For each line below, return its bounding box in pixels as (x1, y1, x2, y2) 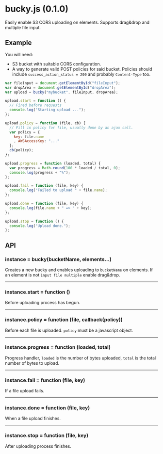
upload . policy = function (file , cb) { (5, 120, 86, 126)
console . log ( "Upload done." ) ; (9, 223, 70, 228)
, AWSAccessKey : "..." (14, 139, 60, 144)
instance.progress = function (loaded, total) (5, 344, 111, 351)
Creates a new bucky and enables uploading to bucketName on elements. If (5, 267, 153, 273)
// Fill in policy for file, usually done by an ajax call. (9, 125, 133, 130)
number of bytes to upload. (5, 360, 60, 366)
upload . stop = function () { (5, 219, 64, 224)
